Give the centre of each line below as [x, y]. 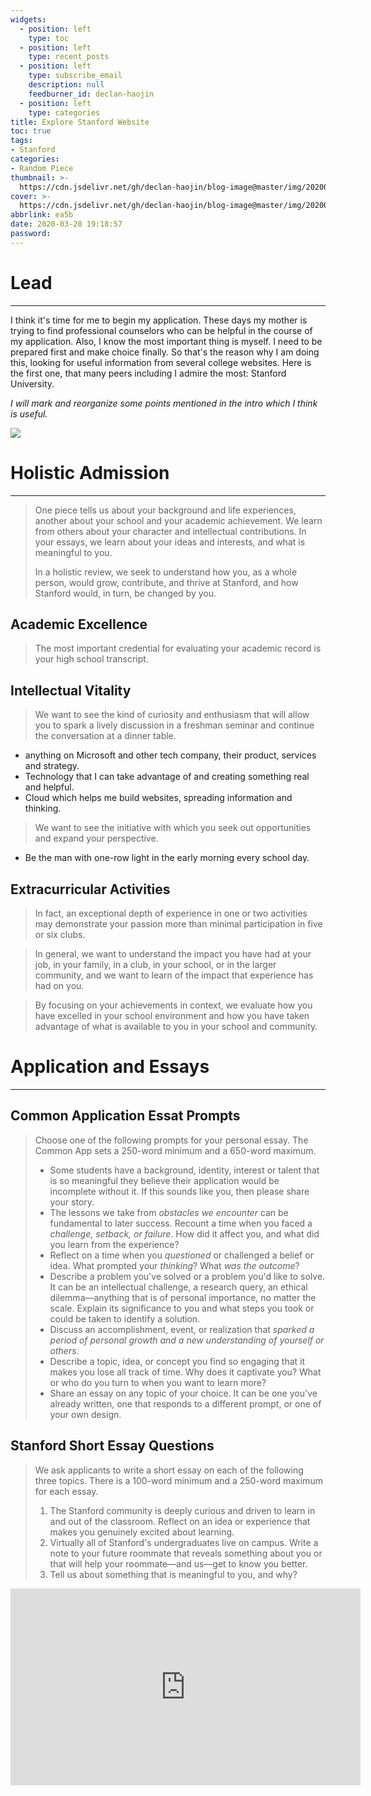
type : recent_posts [69, 57]
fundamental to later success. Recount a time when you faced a [181, 1223]
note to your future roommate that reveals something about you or [186, 1553]
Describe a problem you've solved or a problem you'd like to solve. [187, 1276]
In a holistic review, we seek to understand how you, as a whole [166, 572]
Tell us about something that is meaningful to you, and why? [173, 1574]
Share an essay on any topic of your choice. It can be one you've [183, 1393]
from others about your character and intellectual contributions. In [170, 531]
